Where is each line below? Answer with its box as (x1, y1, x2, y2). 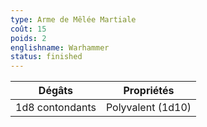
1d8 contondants (15, 101, 97, 115)
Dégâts (38, 84, 74, 98)
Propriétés (123, 84, 175, 98)
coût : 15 (10, 24, 47, 34)
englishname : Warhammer (10, 42, 110, 53)
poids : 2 (10, 33, 47, 43)
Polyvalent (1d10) (105, 101, 192, 115)
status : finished (10, 52, 83, 62)
